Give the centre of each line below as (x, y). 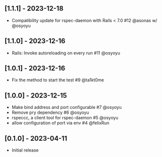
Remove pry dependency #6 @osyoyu (50, 112)
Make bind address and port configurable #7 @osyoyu (67, 107)
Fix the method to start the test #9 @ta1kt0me (58, 80)
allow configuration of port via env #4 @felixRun (60, 123)
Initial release (25, 150)
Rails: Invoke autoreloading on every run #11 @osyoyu (66, 53)
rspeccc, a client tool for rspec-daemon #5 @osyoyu (65, 118)
